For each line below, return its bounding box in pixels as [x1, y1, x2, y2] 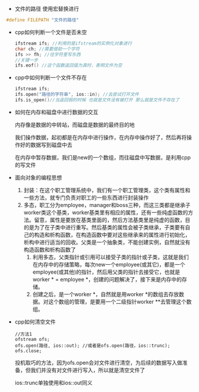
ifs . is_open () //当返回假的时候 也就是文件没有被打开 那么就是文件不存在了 [14, 97, 180, 103]
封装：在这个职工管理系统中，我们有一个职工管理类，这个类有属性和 [23, 186, 191, 193]
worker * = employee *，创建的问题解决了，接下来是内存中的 [32, 275, 182, 283]
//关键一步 [14, 57, 39, 63]
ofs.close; [14, 347, 42, 354]
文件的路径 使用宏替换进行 [14, 5, 79, 12]
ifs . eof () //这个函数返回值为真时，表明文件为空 [14, 62, 122, 68]
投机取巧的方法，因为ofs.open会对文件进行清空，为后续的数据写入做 [14, 359, 182, 366]
